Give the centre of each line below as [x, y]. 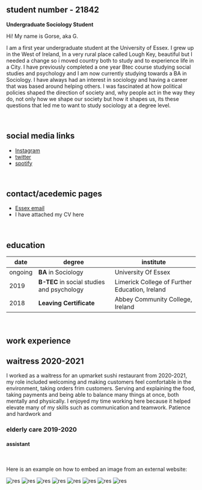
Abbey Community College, [153, 299]
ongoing [21, 272]
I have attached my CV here [49, 215]
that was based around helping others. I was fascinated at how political [94, 86]
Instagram [27, 150]
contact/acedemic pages [54, 194]
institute [154, 262]
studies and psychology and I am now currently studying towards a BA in [97, 73]
